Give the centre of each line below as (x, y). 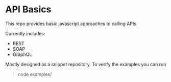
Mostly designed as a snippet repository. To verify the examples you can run (86, 64)
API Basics (28, 9)
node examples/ (35, 74)
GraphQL (22, 54)
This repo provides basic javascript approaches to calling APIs (71, 24)
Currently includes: (25, 33)
